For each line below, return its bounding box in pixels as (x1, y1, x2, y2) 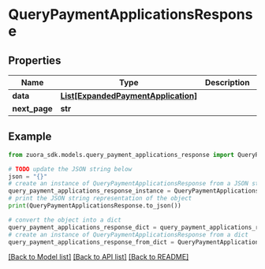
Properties (8, 54, 62, 67)
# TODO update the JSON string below (8, 165, 132, 173)
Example (8, 130, 52, 144)
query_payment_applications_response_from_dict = (8, 238, 175, 246)
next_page (12, 103, 53, 114)
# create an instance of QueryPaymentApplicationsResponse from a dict (8, 230, 248, 238)
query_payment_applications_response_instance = (8, 187, 171, 195)
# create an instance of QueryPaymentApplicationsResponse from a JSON (8, 180, 248, 188)
